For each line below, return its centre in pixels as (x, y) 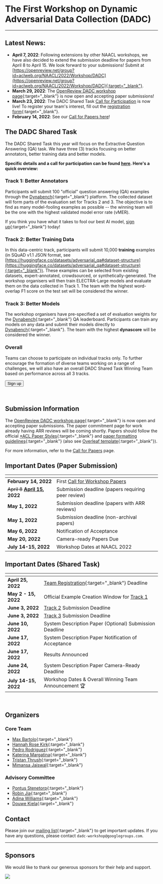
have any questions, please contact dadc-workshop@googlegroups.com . (74, 835)
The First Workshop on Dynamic (71, 9)
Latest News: (25, 43)
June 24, (18, 666)
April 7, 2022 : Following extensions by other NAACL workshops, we (80, 55)
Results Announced (66, 655)
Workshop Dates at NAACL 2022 (94, 547)
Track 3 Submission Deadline (77, 616)
